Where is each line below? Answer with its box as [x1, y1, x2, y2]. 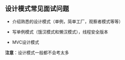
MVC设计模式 [12, 39, 39, 45]
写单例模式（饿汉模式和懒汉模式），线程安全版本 [12, 29, 108, 35]
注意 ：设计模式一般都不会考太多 [5, 49, 69, 55]
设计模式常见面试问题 [5, 4, 69, 13]
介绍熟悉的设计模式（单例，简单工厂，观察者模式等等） [12, 19, 123, 24]
